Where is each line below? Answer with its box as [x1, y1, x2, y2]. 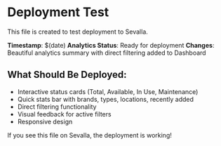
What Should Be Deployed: [7, 69, 127, 81]
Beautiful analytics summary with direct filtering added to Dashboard [7, 48, 206, 57]
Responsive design [17, 117, 73, 126]
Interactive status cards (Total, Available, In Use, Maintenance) [17, 87, 199, 95]
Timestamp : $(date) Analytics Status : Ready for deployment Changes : [7, 41, 215, 49]
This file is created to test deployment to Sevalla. [7, 27, 149, 36]
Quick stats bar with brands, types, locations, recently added [17, 95, 194, 103]
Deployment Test [7, 4, 109, 20]
